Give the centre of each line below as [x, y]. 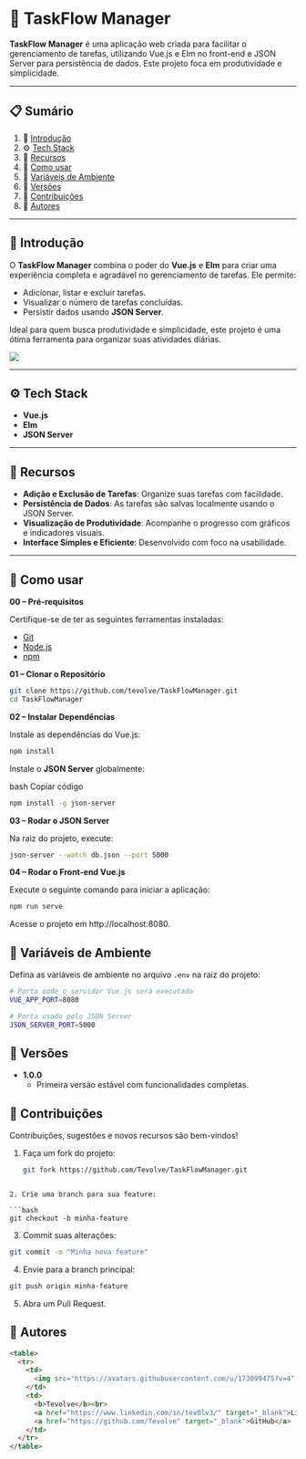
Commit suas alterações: [69, 1235]
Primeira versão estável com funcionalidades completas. [143, 1085]
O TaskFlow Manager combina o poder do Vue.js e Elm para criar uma [143, 265]
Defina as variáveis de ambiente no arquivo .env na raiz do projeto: [135, 974]
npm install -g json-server [63, 803]
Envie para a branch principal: [79, 1269]
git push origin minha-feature [69, 1286]
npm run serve [36, 907]
